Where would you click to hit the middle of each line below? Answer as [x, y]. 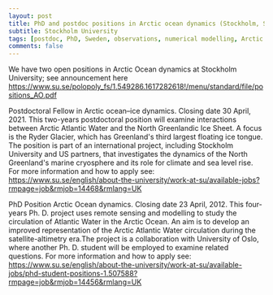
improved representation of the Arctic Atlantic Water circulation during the [132, 230]
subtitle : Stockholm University [63, 31]
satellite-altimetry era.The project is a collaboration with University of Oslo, [134, 239]
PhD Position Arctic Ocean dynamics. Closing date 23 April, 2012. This [126, 205]
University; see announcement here [68, 78]
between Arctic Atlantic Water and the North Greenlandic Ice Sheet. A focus [135, 128]
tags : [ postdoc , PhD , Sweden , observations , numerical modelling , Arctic [136, 39]
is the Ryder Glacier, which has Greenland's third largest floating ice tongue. [136, 137]
